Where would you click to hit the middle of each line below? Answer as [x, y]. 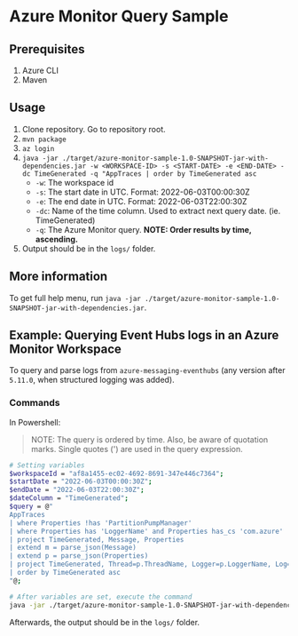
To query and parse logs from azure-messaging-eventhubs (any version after [147, 370]
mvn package [44, 139]
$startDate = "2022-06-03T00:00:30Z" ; [81, 481]
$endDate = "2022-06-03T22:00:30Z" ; [77, 490]
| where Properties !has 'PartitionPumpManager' [101, 523]
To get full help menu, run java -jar [75, 298]
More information [59, 277]
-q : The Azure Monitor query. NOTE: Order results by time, [143, 229]
